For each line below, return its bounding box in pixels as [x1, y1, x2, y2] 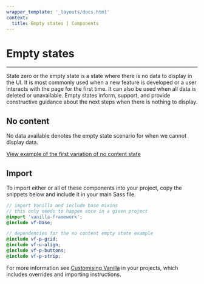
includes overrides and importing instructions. [6, 271, 121, 278]
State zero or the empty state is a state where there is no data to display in [6, 73, 192, 80]
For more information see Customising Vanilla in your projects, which [6, 264, 178, 271]
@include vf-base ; [6, 219, 53, 225]
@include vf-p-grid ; [6, 236, 59, 243]
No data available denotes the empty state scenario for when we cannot [6, 132, 187, 140]
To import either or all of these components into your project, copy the [6, 184, 182, 191]
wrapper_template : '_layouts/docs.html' [6, 9, 110, 15]
